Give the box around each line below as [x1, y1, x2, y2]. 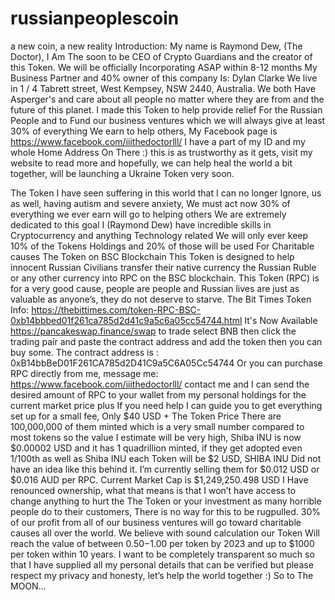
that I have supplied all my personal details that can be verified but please [10, 558, 314, 571]
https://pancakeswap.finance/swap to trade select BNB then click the [10, 325, 297, 337]
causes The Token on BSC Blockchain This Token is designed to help [10, 250, 295, 262]
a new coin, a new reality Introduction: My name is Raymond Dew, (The [10, 40, 303, 52]
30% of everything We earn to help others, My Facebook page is [10, 125, 278, 137]
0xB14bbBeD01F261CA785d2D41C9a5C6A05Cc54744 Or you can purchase [10, 357, 324, 369]
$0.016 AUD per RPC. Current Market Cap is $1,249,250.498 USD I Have [10, 473, 309, 486]
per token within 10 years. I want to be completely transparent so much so [10, 548, 315, 560]
